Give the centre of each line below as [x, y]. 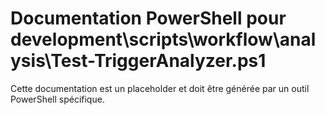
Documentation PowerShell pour [148, 18]
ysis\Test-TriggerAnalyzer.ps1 [138, 61]
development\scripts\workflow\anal [163, 39]
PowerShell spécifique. [57, 99]
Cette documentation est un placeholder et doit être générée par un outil [160, 88]
